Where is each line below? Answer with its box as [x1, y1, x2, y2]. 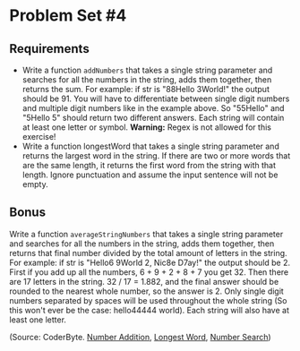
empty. [21, 179, 48, 189]
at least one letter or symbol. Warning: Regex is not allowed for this [21, 122, 271, 133]
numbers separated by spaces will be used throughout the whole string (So [9, 295, 287, 305]
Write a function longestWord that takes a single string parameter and [21, 141, 279, 151]
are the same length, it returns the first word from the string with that [21, 160, 276, 170]
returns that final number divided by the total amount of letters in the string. [9, 247, 288, 258]
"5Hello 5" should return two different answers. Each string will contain [21, 113, 285, 123]
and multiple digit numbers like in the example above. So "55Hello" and [21, 103, 285, 113]
